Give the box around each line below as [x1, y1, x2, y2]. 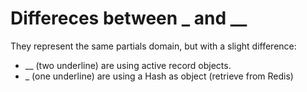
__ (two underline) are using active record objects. [24, 59, 232, 71]
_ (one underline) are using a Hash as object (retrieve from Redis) [24, 70, 294, 82]
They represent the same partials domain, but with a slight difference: [10, 40, 297, 52]
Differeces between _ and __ [10, 7, 248, 30]
